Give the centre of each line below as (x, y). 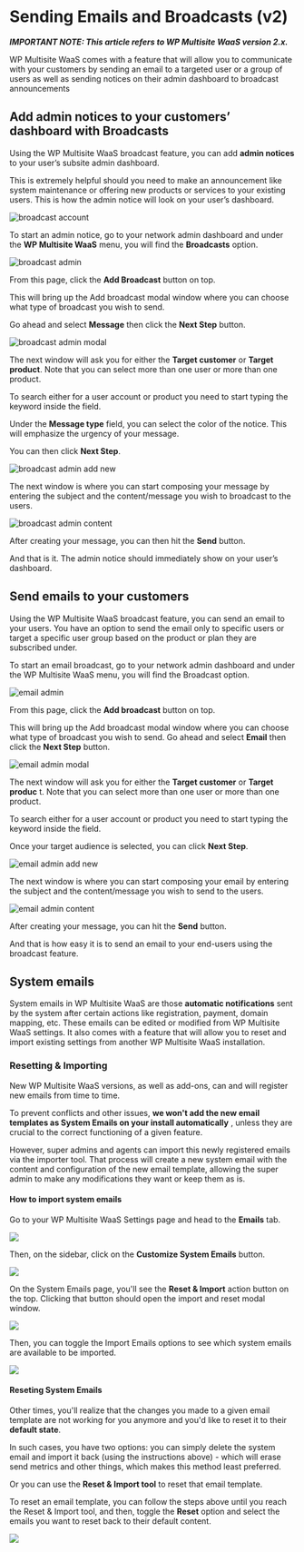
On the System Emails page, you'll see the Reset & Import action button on (149, 1289)
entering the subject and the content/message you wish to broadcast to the (151, 496)
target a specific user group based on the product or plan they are (133, 638)
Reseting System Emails (56, 1390)
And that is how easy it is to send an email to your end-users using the (141, 944)
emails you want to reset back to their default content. (110, 1521)
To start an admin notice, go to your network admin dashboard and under (147, 234)
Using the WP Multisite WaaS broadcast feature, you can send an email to (147, 618)
